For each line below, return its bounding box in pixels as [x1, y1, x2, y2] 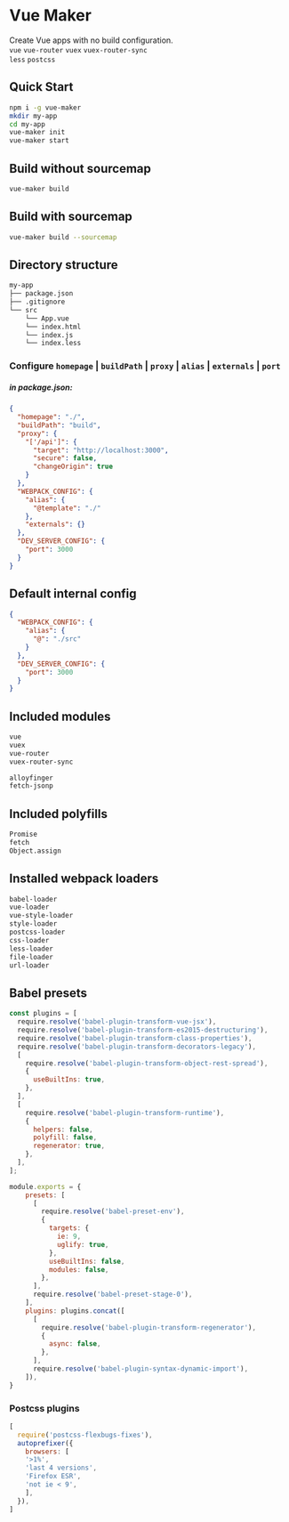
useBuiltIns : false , [48, 1257, 125, 1266]
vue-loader [9, 903, 50, 912]
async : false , [48, 1340, 101, 1348]
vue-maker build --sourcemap [9, 232, 117, 241]
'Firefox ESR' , [25, 1472, 82, 1481]
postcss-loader [9, 927, 66, 937]
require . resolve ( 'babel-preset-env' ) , [41, 1207, 185, 1216]
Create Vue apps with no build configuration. [9, 35, 173, 45]
